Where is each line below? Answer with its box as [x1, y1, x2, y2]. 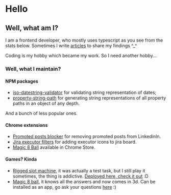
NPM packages [5, 78, 38, 84]
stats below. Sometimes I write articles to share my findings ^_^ [5, 43, 137, 49]
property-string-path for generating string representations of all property [12, 95, 166, 101]
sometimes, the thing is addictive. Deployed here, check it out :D [12, 173, 149, 179]
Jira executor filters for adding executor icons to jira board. [12, 139, 137, 145]
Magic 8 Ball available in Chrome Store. [12, 144, 95, 150]
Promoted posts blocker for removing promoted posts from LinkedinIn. [12, 133, 161, 140]
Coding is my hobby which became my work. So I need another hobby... [5, 52, 157, 59]
